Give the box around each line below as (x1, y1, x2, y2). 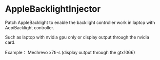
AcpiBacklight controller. (5, 24, 55, 30)
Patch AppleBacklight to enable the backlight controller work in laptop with (5, 20, 155, 25)
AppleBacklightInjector (5, 3, 101, 15)
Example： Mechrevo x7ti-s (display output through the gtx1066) (5, 49, 135, 55)
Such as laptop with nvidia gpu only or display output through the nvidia (5, 34, 150, 40)
